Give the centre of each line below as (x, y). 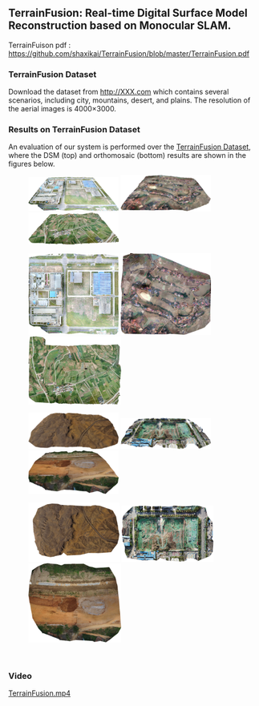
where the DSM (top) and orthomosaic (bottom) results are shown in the (127, 155)
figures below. (32, 164)
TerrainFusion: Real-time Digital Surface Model (128, 13)
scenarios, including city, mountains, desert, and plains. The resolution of (129, 100)
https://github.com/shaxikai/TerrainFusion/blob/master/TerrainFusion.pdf (129, 53)
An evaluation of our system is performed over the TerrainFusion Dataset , (129, 147)
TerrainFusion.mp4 (39, 693)
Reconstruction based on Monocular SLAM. (120, 26)
